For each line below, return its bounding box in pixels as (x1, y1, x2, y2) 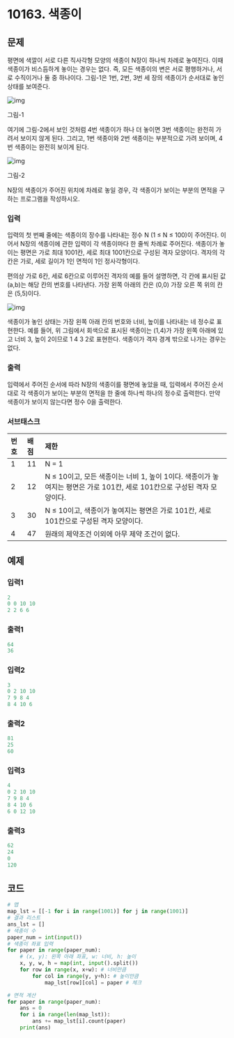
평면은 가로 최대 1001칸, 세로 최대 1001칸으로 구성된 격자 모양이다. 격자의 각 (19, 248, 225, 257)
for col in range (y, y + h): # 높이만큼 (32, 972, 139, 979)
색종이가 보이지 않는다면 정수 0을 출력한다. (7, 397, 123, 406)
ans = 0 (19, 1005, 42, 1012)
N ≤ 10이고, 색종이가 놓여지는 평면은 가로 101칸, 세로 (45, 505, 212, 515)
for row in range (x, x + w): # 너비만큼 (19, 966, 127, 973)
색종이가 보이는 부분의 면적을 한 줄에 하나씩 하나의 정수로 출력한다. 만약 (27, 388, 221, 397)
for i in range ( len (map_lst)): (19, 1012, 111, 1018)
